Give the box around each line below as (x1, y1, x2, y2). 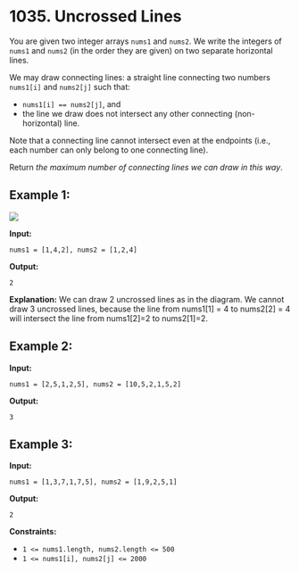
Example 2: (9, 339, 73, 354)
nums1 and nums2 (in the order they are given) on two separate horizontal (9, 45, 274, 55)
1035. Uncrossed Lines (9, 6, 182, 27)
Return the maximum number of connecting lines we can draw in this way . (9, 162, 283, 172)
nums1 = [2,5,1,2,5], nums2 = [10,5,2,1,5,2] (9, 379, 181, 389)
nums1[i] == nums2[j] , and (21, 98, 121, 109)
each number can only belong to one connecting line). (9, 145, 209, 155)
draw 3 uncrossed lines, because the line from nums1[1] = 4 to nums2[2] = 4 (9, 303, 291, 314)
